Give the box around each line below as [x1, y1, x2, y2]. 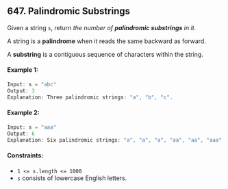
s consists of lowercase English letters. [16, 174, 127, 182]
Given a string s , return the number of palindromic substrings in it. [7, 23, 197, 32]
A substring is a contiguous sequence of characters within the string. [7, 50, 203, 58]
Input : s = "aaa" [7, 123, 57, 131]
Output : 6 [7, 130, 36, 137]
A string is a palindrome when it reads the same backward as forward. [7, 37, 207, 45]
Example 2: [7, 109, 40, 117]
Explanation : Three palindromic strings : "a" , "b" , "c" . [7, 94, 173, 101]
